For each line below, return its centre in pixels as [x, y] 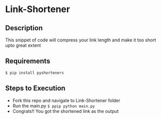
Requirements [28, 61]
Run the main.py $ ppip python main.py [54, 106]
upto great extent [23, 45]
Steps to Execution [35, 88]
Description [24, 28]
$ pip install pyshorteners [35, 73]
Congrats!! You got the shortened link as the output [66, 111]
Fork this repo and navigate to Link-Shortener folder [66, 100]
